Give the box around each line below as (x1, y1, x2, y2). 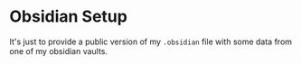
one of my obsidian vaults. (9, 45, 108, 56)
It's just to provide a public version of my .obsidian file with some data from (9, 36, 292, 47)
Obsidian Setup (9, 6, 128, 27)
